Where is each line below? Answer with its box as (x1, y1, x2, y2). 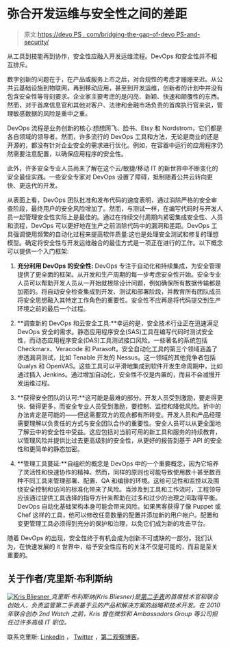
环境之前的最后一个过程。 (16, 304, 90, 312)
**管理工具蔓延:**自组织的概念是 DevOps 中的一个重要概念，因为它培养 (16, 459, 219, 468)
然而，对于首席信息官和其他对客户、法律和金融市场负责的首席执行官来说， (7, 101, 217, 109)
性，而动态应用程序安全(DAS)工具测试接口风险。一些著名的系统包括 (16, 336, 208, 344)
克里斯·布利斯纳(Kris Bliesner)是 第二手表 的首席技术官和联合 (51, 592, 219, 600)
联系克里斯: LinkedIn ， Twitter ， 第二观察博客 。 (7, 633, 143, 641)
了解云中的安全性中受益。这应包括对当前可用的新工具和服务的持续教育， (16, 427, 221, 435)
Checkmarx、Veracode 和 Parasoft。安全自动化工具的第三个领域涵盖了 (16, 344, 218, 353)
